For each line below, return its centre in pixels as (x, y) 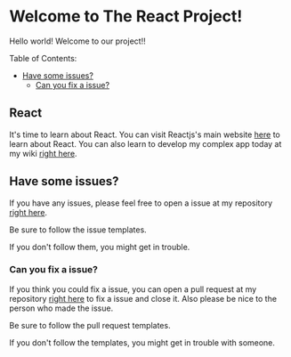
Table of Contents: (43, 58)
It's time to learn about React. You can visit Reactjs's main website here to (145, 134)
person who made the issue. (61, 308)
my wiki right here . (43, 153)
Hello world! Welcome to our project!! (77, 41)
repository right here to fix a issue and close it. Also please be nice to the (143, 298)
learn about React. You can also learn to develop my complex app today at (145, 143)
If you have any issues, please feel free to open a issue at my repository (141, 203)
